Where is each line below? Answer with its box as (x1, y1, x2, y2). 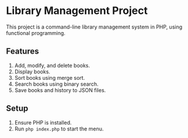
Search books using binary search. (14, 80, 99, 87)
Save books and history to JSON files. (14, 86, 106, 94)
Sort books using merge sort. (14, 74, 85, 81)
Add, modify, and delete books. (14, 62, 90, 69)
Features (6, 47, 39, 56)
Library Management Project (6, 4, 148, 17)
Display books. (14, 68, 51, 75)
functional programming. (6, 29, 66, 36)
